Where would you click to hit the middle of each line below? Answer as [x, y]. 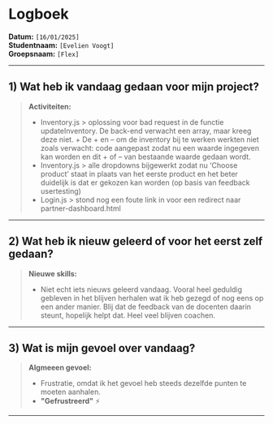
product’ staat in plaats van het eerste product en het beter [139, 173]
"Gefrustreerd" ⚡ [70, 401]
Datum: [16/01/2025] [44, 36]
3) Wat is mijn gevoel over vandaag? [102, 348]
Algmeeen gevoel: [60, 368]
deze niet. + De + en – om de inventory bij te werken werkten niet [150, 139]
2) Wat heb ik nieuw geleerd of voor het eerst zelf [136, 241]
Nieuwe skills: [52, 273]
